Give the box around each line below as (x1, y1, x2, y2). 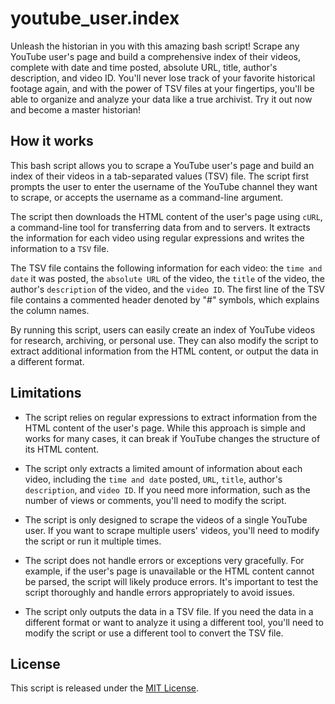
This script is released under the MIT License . (10, 682, 200, 694)
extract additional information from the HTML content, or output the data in (10, 345, 319, 357)
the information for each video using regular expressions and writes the (10, 232, 305, 244)
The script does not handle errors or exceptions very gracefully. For (24, 554, 305, 566)
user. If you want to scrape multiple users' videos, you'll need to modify (24, 524, 320, 536)
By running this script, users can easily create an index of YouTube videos (10, 323, 316, 336)
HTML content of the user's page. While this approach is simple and (24, 422, 306, 434)
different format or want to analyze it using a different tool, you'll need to (24, 616, 324, 628)
